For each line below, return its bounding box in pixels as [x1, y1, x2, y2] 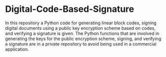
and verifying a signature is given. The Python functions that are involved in [5, 30, 160, 36]
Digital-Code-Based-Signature [5, 3, 135, 15]
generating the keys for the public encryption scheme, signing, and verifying [5, 36, 162, 42]
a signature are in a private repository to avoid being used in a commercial [5, 41, 157, 47]
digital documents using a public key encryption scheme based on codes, [5, 25, 156, 31]
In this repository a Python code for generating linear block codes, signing [5, 20, 157, 26]
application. [5, 46, 29, 52]
